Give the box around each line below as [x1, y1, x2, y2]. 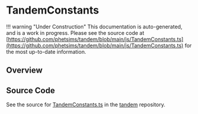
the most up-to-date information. [6, 48, 87, 55]
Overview [6, 66, 43, 76]
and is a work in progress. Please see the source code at [6, 29, 145, 36]
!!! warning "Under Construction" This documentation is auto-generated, [6, 23, 183, 30]
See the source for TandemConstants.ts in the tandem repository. [6, 101, 165, 108]
